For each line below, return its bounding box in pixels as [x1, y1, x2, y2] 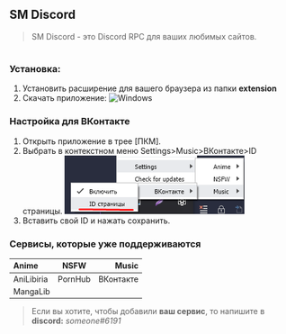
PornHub [58, 274, 92, 284]
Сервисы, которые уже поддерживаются [9, 238, 201, 250]
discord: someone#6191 [31, 315, 121, 327]
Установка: [9, 63, 61, 75]
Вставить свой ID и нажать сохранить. [22, 215, 171, 226]
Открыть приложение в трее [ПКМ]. [22, 135, 162, 147]
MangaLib [13, 285, 51, 296]
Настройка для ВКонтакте [9, 115, 130, 128]
